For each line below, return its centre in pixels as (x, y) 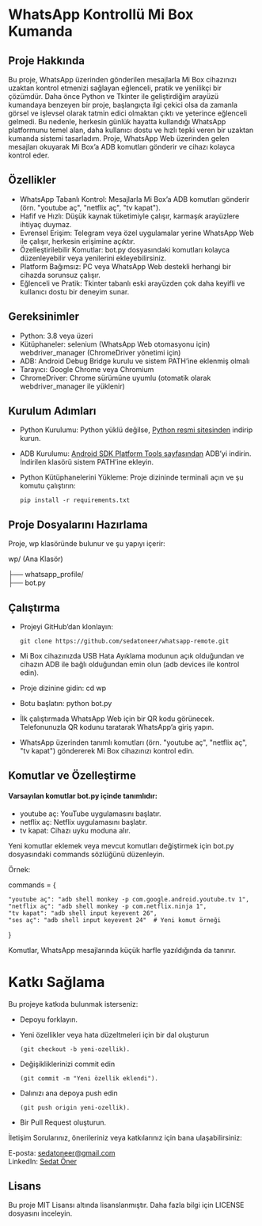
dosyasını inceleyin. (40, 1213)
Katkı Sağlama (57, 982)
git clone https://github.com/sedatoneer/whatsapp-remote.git (124, 641)
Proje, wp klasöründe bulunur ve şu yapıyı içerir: (87, 544)
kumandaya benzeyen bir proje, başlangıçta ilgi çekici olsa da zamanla (123, 105)
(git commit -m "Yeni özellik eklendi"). (89, 1078)
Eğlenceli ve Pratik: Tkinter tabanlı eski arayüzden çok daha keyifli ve (132, 283)
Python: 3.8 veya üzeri (56, 336)
